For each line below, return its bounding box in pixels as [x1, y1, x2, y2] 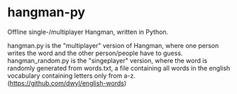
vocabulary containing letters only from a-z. [7, 71, 136, 80]
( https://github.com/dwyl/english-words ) [7, 78, 127, 87]
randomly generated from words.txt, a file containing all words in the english [7, 64, 231, 72]
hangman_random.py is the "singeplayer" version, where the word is [7, 56, 208, 64]
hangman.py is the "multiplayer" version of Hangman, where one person [7, 41, 219, 49]
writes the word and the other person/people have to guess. [7, 49, 183, 57]
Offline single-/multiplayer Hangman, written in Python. [7, 28, 169, 36]
